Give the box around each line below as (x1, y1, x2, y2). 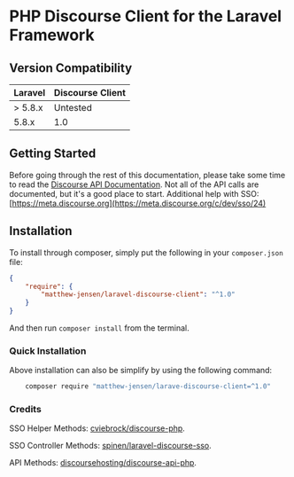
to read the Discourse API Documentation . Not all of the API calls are (9, 179, 259, 190)
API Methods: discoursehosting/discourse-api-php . (9, 457, 197, 468)
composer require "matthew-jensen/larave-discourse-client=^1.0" (25, 382, 272, 391)
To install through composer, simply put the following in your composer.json (9, 246, 283, 258)
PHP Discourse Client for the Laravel (9, 6, 282, 27)
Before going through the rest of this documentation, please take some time (9, 169, 286, 180)
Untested (53, 102, 93, 113)
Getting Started (9, 146, 97, 161)
